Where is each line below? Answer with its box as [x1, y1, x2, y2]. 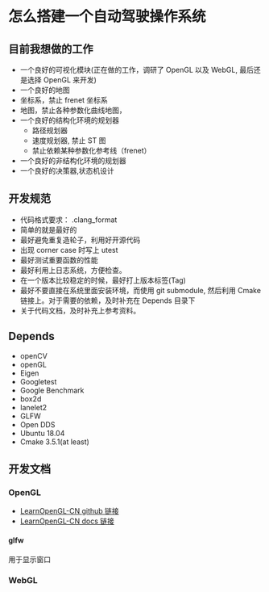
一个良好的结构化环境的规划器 [19, 115, 119, 125]
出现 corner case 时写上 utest [19, 245, 118, 254]
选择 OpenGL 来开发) [27, 75, 97, 85]
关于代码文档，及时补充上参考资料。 [19, 305, 141, 315]
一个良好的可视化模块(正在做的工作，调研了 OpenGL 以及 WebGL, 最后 [19, 65, 254, 74]
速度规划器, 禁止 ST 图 [31, 136, 106, 145]
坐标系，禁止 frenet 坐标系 [19, 95, 109, 105]
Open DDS [19, 419, 56, 429]
